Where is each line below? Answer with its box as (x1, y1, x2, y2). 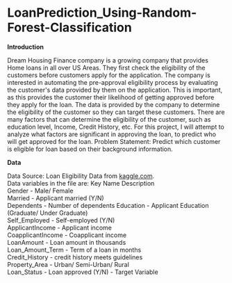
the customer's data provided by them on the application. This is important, (7, 86, 223, 94)
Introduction (7, 42, 44, 51)
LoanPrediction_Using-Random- (7, 5, 197, 21)
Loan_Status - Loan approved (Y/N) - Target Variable (7, 268, 158, 276)
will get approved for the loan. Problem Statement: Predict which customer (7, 137, 221, 145)
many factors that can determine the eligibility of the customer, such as (7, 115, 211, 123)
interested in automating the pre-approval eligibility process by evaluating (7, 78, 218, 86)
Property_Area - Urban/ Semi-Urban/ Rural (7, 260, 130, 268)
